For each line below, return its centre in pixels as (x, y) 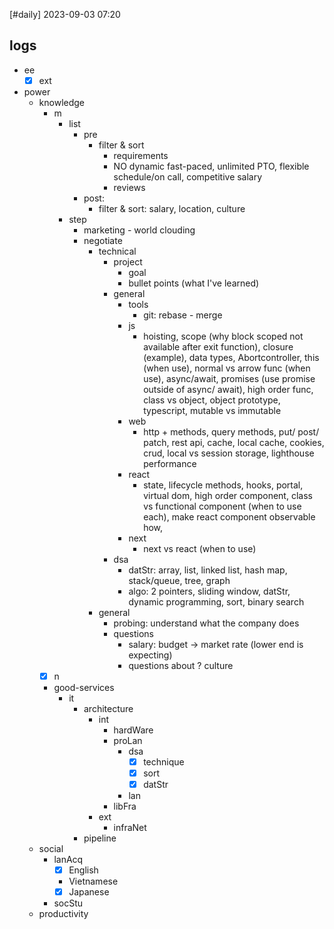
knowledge (62, 102)
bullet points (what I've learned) (194, 283)
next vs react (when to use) (200, 548)
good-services (84, 687)
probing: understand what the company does (206, 623)
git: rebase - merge (183, 315)
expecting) (150, 655)
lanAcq (68, 860)
